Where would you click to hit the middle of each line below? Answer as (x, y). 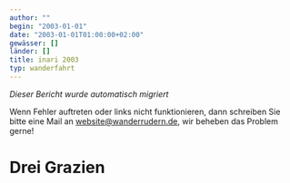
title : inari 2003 (44, 60)
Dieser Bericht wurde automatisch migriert (89, 94)
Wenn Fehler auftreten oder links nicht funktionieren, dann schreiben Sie (145, 111)
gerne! (22, 130)
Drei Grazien (57, 168)
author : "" (30, 18)
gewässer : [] (34, 43)
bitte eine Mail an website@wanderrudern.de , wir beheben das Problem (144, 121)
